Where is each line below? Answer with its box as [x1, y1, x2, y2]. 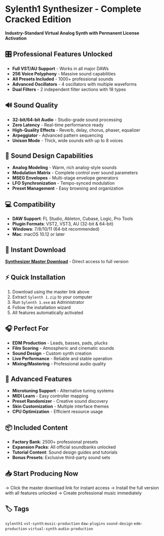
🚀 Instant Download [5, 245, 66, 254]
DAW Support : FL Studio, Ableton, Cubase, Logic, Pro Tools [12, 216, 133, 221]
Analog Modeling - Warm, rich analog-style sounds [12, 165, 117, 171]
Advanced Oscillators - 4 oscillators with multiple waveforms [12, 81, 137, 87]
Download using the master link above [12, 289, 90, 294]
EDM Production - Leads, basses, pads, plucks [12, 340, 108, 346]
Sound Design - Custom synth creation [12, 350, 92, 356]
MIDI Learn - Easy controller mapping [12, 393, 89, 399]
